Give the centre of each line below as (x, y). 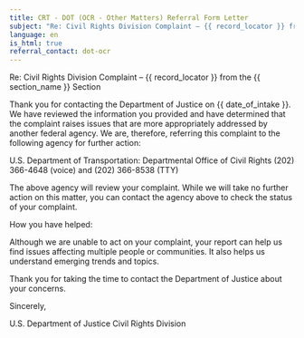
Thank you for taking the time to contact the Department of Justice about (146, 279)
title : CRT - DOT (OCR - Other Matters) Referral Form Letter (129, 18)
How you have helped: (51, 225)
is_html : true (36, 43)
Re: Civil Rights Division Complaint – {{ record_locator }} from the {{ (135, 77)
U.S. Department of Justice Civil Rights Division (98, 324)
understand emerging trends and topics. (85, 261)
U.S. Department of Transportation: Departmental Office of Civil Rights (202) (152, 160)
